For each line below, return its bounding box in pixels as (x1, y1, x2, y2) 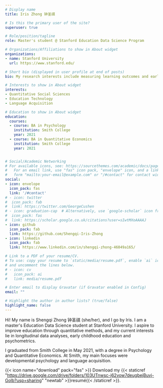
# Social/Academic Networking (5, 159, 66, 164)
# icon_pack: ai (5, 272, 42, 277)
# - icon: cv (5, 267, 32, 272)
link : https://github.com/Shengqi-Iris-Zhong (9, 231, 103, 236)
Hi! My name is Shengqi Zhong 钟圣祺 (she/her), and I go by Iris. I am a (5, 317, 147, 323)
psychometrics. (5, 338, 36, 344)
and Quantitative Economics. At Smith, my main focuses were (5, 352, 128, 358)
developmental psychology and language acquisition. (5, 357, 112, 363)
